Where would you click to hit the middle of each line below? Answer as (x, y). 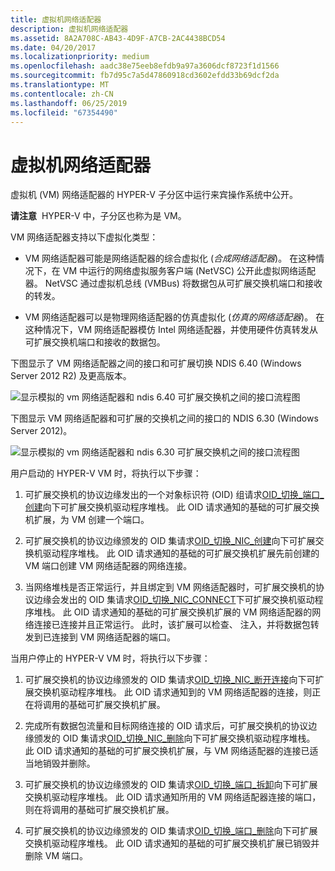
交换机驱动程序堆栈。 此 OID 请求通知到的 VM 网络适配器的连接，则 (173, 692)
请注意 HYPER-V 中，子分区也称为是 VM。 (98, 216)
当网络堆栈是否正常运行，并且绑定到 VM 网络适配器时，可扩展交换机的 (170, 587)
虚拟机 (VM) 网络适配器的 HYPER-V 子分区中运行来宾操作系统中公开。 (154, 195)
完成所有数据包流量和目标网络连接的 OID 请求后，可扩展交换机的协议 (166, 726)
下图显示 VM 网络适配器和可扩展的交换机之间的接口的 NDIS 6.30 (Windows (164, 418)
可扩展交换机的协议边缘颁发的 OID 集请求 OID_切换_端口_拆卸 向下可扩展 (171, 785)
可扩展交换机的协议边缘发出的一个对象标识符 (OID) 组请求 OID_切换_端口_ (174, 495)
